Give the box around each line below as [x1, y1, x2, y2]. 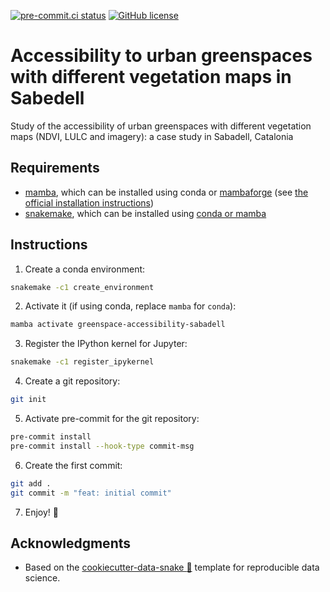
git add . [10, 478, 52, 489]
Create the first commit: [24, 459, 123, 471]
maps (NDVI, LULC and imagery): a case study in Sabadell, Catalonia [10, 130, 294, 142]
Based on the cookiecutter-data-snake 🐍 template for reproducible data [24, 561, 320, 574]
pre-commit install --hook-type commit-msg [10, 441, 195, 451]
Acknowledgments [10, 535, 132, 552]
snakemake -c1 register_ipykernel [10, 357, 155, 367]
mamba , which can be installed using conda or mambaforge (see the [24, 186, 309, 198]
